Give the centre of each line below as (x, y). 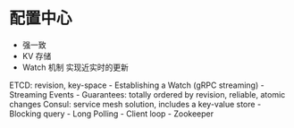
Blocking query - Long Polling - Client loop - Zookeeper (112, 114)
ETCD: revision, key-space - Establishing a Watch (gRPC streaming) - (137, 85)
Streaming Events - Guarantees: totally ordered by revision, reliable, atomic (147, 94)
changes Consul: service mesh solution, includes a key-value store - (135, 104)
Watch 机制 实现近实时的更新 (76, 67)
